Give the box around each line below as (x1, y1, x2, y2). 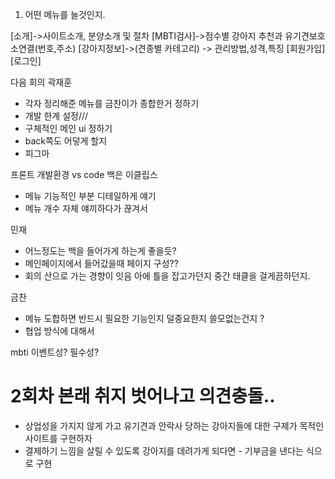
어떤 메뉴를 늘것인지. (24, 9, 106, 20)
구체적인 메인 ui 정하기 (24, 123, 113, 134)
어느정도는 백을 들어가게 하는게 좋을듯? (24, 245, 177, 257)
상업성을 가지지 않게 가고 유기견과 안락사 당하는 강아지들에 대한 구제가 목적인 (24, 419, 325, 432)
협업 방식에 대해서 (24, 325, 95, 337)
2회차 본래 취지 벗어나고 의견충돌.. (10, 385, 276, 408)
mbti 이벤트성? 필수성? (10, 346, 100, 358)
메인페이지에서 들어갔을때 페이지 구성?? (24, 258, 179, 269)
